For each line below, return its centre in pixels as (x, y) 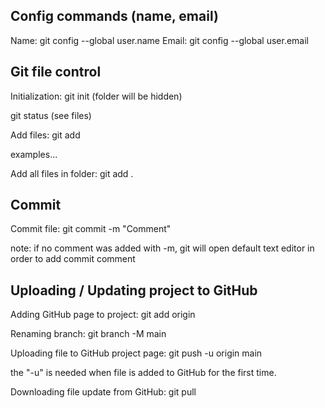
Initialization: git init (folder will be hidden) (96, 96)
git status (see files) (51, 115)
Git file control (56, 72)
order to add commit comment (73, 259)
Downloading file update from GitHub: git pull (103, 392)
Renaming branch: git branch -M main (88, 334)
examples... (34, 154)
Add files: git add (45, 135)
